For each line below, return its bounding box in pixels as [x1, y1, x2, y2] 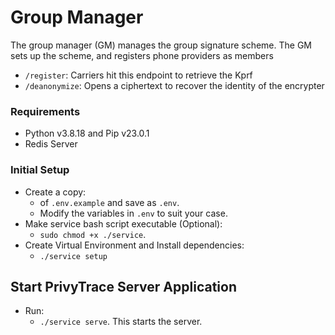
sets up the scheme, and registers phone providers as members [10, 49, 274, 61]
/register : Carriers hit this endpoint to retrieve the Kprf [24, 69, 253, 81]
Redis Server [24, 138, 78, 150]
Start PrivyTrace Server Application [10, 278, 237, 295]
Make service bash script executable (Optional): [24, 217, 223, 230]
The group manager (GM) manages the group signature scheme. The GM [10, 39, 313, 51]
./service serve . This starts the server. [39, 316, 203, 328]
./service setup [39, 251, 108, 261]
